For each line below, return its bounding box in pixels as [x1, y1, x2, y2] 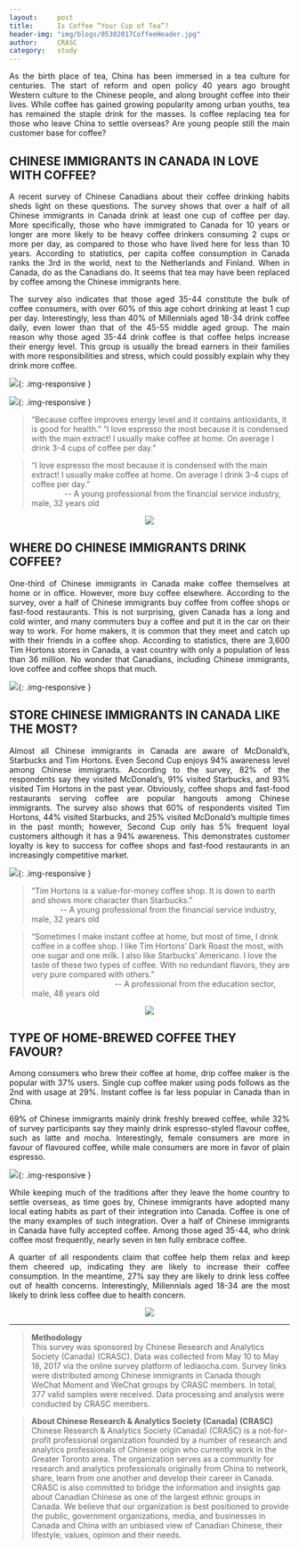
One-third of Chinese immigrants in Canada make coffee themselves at [9, 577, 290, 589]
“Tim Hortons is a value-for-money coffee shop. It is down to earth [30, 885, 276, 896]
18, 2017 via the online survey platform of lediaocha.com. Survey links [30, 1361, 287, 1371]
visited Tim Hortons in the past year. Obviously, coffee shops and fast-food [9, 783, 290, 794]
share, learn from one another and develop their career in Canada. [30, 1473, 274, 1484]
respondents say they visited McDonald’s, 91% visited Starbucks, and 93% [9, 774, 290, 784]
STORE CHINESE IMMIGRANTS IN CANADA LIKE [9, 708, 280, 723]
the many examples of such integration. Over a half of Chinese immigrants [9, 1215, 290, 1227]
